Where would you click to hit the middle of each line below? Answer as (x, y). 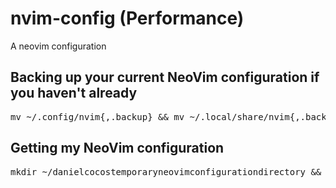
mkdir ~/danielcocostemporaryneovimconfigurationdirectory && (166, 171)
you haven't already (74, 93)
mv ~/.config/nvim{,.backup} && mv (97, 116)
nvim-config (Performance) (127, 18)
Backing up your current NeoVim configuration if (165, 77)
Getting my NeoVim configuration (117, 148)
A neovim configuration (58, 46)
